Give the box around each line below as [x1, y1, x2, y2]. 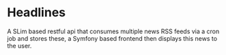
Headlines [7, 5, 66, 20]
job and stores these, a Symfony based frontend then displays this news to [7, 34, 217, 42]
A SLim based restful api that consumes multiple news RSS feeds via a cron [7, 27, 220, 35]
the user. [7, 41, 32, 50]
